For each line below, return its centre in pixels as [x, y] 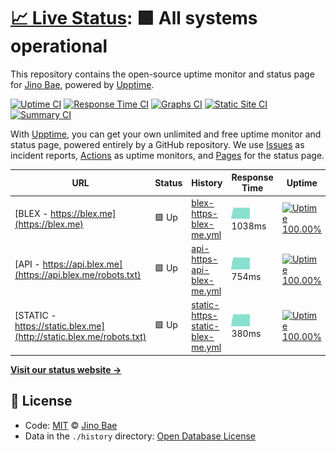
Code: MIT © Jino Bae [71, 425]
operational [59, 46]
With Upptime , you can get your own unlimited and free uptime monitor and [166, 134]
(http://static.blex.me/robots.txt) [80, 337]
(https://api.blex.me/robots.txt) [78, 275]
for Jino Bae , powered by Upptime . [82, 84]
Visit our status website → [66, 369]
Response [252, 177]
